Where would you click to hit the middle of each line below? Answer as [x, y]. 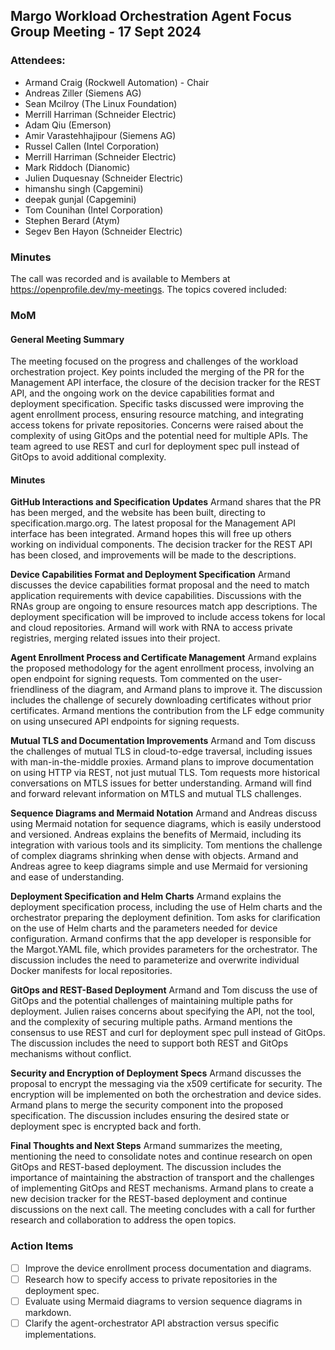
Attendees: [38, 61]
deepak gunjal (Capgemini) [80, 199]
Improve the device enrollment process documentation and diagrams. [168, 1268]
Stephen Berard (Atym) [72, 220]
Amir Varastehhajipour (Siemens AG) [100, 135]
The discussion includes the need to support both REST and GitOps [149, 1043]
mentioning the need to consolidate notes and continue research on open [161, 1156]
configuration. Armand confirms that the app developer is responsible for [161, 939]
